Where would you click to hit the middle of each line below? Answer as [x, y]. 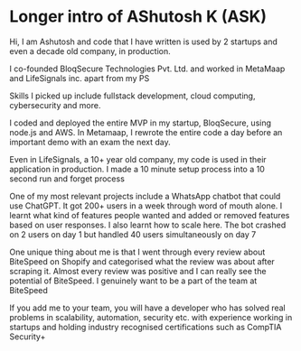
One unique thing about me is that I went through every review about [137, 252]
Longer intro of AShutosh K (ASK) [138, 17]
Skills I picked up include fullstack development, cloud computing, [132, 96]
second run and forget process [67, 179]
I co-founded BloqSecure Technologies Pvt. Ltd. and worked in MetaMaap [147, 69]
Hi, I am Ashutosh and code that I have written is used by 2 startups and [143, 42]
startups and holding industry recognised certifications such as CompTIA [146, 327]
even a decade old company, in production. [90, 51]
